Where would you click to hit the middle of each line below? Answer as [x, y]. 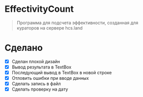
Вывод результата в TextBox [42, 67]
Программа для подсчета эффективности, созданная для [77, 23]
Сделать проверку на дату [40, 89]
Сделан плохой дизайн [36, 61]
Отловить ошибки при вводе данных [50, 78]
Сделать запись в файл [36, 84]
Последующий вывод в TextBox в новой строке [62, 73]
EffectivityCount [39, 9]
